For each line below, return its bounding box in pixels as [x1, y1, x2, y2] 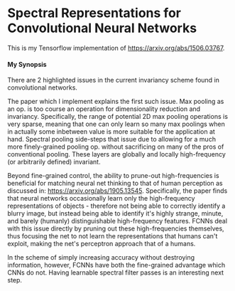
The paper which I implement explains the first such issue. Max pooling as [7, 97, 224, 106]
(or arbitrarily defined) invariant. [7, 158, 101, 166]
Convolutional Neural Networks [7, 20, 197, 36]
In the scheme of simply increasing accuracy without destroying [7, 253, 195, 262]
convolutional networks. [7, 83, 78, 92]
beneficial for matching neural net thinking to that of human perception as [7, 179, 223, 188]
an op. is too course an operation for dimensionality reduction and [7, 105, 201, 113]
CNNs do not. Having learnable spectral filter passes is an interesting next [7, 268, 224, 277]
